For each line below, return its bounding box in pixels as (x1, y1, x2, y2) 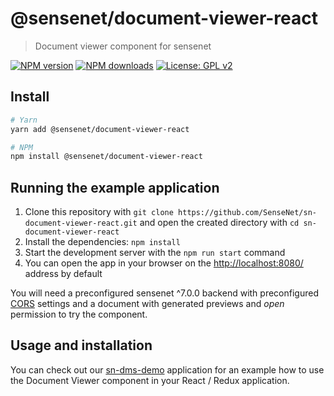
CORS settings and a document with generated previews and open (10, 298, 285, 310)
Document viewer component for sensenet (34, 40, 212, 52)
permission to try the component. (10, 308, 148, 321)
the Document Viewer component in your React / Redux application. (10, 374, 290, 386)
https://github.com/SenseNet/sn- (178, 208, 317, 218)
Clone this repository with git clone (24, 206, 174, 218)
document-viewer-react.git (24, 218, 138, 229)
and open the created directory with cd (139, 217, 300, 229)
